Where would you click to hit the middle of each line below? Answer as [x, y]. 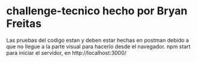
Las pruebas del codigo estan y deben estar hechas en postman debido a [98, 40]
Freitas [24, 24]
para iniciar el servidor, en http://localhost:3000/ [66, 52]
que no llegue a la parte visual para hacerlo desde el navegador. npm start [98, 46]
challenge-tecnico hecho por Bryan [97, 11]
